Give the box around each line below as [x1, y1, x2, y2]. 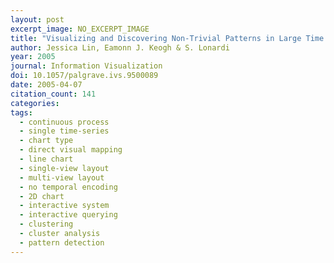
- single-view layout [19, 163, 110, 173]
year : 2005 [10, 52, 56, 62]
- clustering [19, 219, 74, 230]
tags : [10, 107, 33, 118]
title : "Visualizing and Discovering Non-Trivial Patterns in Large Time [10, 33, 325, 43]
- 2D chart [19, 191, 65, 201]
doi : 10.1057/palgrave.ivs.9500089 [10, 71, 159, 81]
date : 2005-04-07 [10, 80, 83, 90]
